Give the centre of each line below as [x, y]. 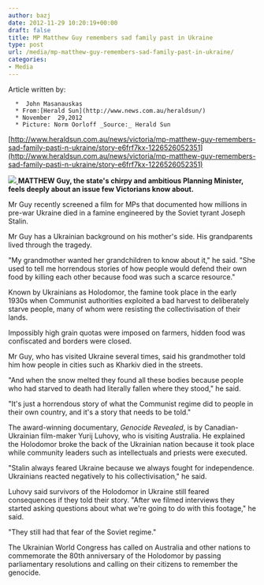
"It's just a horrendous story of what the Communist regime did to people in [131, 403]
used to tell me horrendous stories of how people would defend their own [127, 268]
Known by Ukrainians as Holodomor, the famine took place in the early [123, 292]
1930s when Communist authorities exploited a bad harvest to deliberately [129, 300]
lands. [18, 317]
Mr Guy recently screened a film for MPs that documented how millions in [128, 204]
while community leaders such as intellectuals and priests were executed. [128, 452]
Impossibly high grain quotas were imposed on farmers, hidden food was [127, 332]
